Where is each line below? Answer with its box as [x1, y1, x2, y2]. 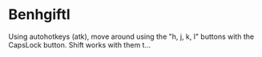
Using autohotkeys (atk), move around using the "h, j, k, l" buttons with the [8, 32, 255, 41]
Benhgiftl [8, 6, 71, 24]
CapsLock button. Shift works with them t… [8, 40, 151, 49]
